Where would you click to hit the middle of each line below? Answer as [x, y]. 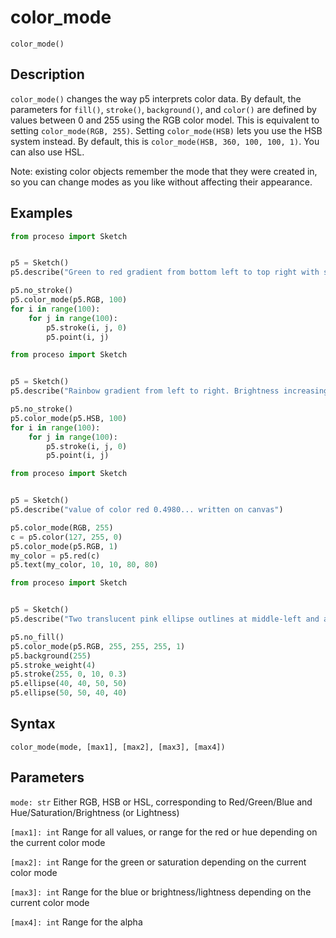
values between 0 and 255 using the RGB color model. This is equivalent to [165, 120]
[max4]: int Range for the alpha [76, 922]
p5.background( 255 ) [51, 656]
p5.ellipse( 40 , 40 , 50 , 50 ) [69, 684]
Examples [41, 213]
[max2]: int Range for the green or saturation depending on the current [158, 862]
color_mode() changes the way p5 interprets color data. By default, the [156, 98]
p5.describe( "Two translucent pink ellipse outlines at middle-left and [165, 619]
